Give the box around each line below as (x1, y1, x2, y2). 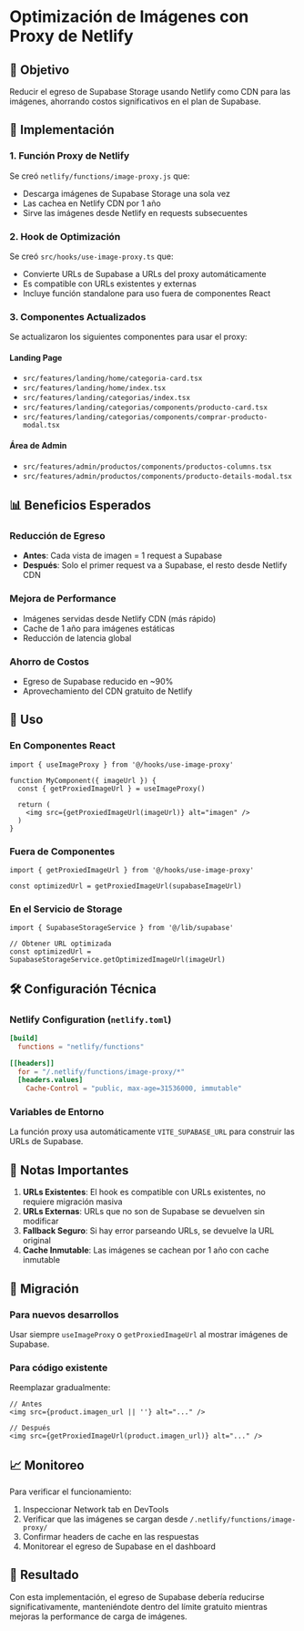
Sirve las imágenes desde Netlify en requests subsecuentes (22, 207, 248, 218)
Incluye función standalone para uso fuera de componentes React (22, 287, 271, 298)
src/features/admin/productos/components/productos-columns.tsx (22, 462, 272, 471)
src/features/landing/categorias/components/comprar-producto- (22, 413, 269, 422)
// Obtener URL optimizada (9, 939, 112, 949)
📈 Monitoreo (9, 1457, 85, 1473)
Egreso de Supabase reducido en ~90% (22, 676, 174, 686)
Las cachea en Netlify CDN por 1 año (22, 198, 161, 209)
